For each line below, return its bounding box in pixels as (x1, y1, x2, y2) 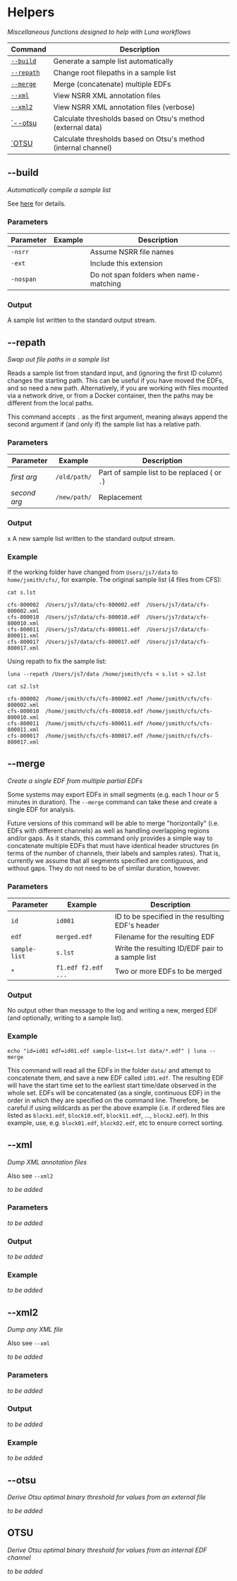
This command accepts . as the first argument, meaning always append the (7, 412, 228, 421)
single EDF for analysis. (7, 805, 75, 813)
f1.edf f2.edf (56, 964, 104, 972)
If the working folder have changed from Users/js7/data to (7, 568, 178, 576)
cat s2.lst (7, 683, 39, 691)
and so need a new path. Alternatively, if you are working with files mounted (7, 384, 229, 393)
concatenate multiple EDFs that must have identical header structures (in (7, 841, 219, 849)
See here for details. (7, 199, 66, 208)
